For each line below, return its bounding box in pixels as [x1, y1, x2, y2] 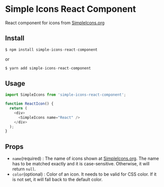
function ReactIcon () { [5, 101, 54, 107]
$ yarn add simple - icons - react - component [5, 66, 91, 71]
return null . [12, 166, 36, 172]
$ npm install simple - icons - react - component [5, 47, 98, 52]
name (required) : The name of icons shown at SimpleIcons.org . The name [12, 155, 160, 161]
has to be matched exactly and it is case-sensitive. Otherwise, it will [12, 161, 150, 167]
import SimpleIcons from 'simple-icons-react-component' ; [5, 92, 126, 97]
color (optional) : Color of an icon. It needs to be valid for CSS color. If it [12, 171, 157, 177]
